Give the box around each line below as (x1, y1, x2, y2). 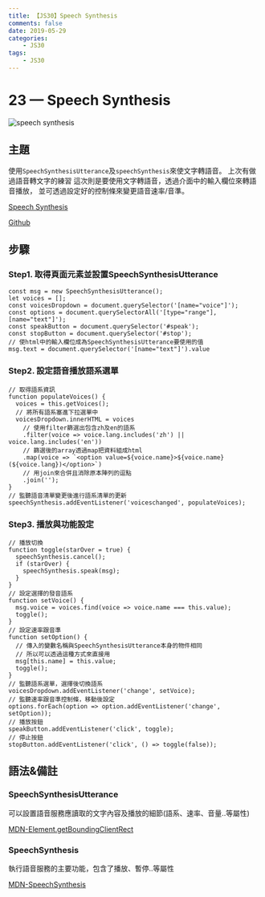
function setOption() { (8, 633, 88, 641)
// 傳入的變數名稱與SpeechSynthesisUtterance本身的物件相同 (15, 642, 202, 650)
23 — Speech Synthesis (8, 92, 171, 109)
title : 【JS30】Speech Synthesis (8, 11, 118, 20)
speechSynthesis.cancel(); (15, 552, 106, 561)
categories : (8, 34, 48, 43)
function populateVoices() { (8, 393, 106, 401)
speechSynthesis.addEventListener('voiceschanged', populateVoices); (8, 499, 247, 507)
